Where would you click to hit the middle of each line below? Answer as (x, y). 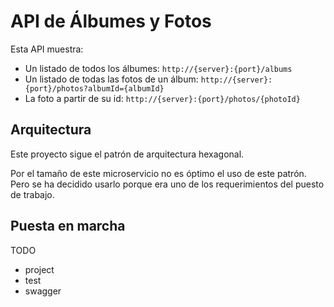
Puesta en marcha (68, 226)
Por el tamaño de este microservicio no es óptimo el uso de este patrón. (158, 173)
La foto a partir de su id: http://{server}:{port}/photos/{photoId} (162, 98)
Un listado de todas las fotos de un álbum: (111, 79)
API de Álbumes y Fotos (111, 21)
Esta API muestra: (47, 49)
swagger (43, 291)
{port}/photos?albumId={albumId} (94, 88)
